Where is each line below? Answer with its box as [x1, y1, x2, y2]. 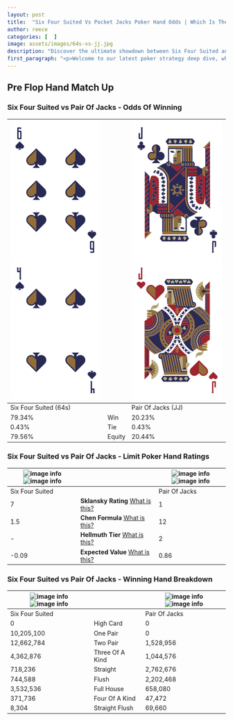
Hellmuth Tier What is [80, 531, 144, 539]
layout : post [7, 11, 45, 18]
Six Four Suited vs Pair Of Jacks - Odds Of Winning [7, 103, 182, 113]
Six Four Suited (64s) [10, 404, 71, 412]
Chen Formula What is [80, 514, 146, 522]
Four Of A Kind [93, 695, 136, 703]
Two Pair [93, 638, 119, 647]
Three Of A [93, 648, 126, 656]
